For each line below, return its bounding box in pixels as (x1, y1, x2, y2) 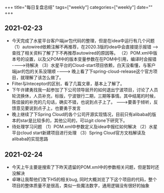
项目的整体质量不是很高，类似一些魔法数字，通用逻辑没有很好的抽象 (11, 182, 150, 188)
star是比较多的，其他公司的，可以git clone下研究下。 (20, 117, 128, 123)
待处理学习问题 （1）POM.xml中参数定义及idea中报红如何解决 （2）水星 (11, 123, 158, 129)
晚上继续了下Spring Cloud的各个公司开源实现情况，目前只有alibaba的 (11, 111, 152, 117)
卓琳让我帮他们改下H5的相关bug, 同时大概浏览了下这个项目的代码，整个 (11, 176, 157, 182)
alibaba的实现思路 (11, 136, 49, 141)
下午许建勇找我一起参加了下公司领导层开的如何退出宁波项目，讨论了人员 (11, 86, 158, 92)
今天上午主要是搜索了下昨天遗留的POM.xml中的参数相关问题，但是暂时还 (11, 164, 160, 170)
